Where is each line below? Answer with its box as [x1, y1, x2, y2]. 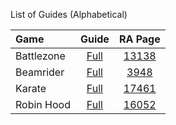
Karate [15, 82, 47, 95]
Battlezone [15, 49, 66, 63]
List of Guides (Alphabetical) [10, 9, 128, 20]
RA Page [118, 32, 161, 46]
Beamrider [15, 65, 65, 79]
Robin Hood [15, 98, 71, 111]
